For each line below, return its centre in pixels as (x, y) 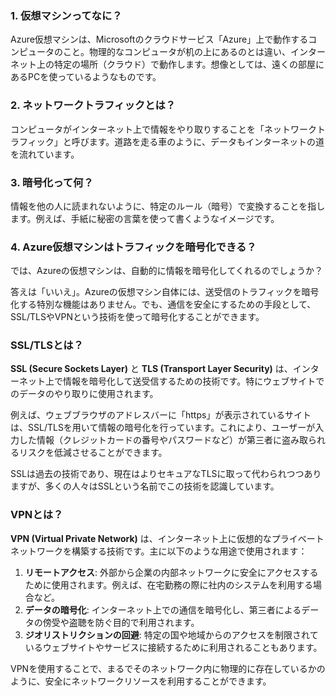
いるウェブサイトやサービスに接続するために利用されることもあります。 (173, 647)
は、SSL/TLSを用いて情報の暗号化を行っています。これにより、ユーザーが (163, 428)
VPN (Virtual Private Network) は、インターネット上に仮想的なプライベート (167, 538)
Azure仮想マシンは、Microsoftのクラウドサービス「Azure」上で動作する (159, 39)
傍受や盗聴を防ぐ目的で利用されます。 (121, 622)
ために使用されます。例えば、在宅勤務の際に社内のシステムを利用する (168, 584)
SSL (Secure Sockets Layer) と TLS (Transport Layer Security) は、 (151, 369)
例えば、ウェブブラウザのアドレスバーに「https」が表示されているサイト (161, 415)
